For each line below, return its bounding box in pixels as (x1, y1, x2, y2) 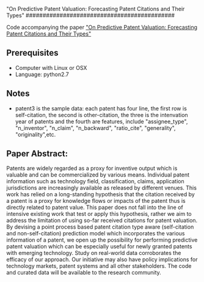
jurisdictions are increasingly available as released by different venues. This (6, 184, 197, 192)
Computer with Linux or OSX (15, 64, 87, 71)
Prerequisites (6, 48, 59, 58)
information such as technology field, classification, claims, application (6, 178, 184, 185)
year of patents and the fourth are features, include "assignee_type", (15, 118, 188, 125)
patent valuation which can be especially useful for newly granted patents (6, 243, 192, 250)
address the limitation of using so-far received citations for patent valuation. (6, 217, 198, 224)
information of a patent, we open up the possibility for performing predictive (6, 236, 198, 244)
